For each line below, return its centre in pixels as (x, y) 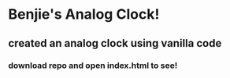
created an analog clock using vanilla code (115, 43)
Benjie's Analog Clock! (84, 14)
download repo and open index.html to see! (93, 66)
